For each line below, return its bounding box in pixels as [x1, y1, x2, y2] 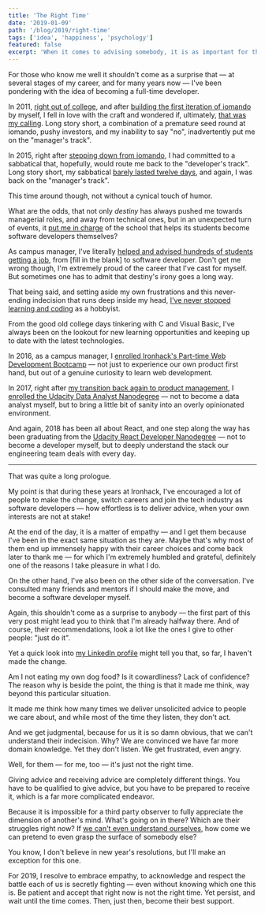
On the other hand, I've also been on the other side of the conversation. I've [8, 576, 255, 585]
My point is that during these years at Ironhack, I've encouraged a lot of [8, 486, 241, 496]
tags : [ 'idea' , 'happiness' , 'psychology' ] [8, 33, 154, 42]
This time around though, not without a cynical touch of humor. [8, 191, 213, 200]
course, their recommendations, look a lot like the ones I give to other [8, 624, 234, 634]
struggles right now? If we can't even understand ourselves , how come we [8, 824, 251, 833]
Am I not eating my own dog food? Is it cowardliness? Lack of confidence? [8, 672, 250, 681]
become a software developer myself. [8, 593, 132, 602]
